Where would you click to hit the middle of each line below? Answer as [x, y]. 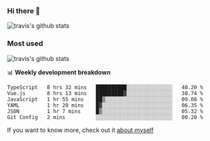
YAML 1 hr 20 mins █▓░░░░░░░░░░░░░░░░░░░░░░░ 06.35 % [105, 105]
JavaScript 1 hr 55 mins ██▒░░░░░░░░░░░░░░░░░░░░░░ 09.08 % [105, 99]
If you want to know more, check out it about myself [80, 130]
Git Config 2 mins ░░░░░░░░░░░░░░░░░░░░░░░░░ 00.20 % [105, 117]
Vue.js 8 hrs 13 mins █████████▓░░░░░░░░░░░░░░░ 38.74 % [105, 93]
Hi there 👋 [24, 11]
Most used [25, 44]
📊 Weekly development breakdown [59, 72]
